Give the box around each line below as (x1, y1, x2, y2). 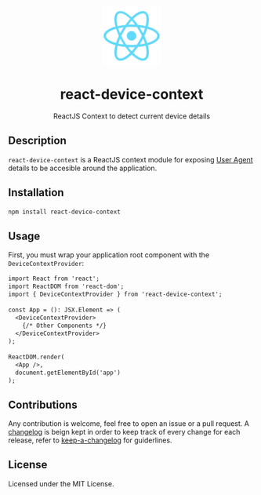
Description (8, 134, 67, 147)
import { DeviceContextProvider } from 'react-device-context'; (8, 290, 223, 299)
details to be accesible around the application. (8, 163, 158, 173)
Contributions (8, 398, 78, 411)
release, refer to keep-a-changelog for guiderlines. (8, 435, 172, 445)
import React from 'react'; (8, 275, 100, 283)
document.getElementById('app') (15, 369, 121, 377)
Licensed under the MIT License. (8, 479, 114, 488)
